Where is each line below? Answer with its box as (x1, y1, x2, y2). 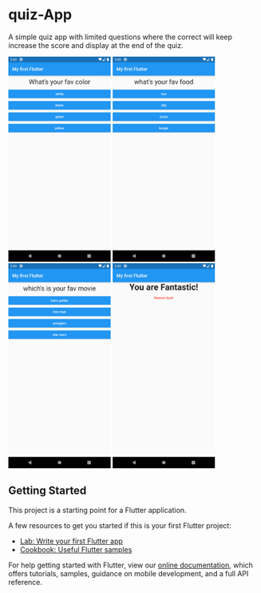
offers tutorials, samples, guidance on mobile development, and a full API (8, 568, 249, 578)
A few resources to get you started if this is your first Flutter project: (8, 520, 231, 530)
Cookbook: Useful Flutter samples (19, 544, 132, 554)
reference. (8, 577, 42, 587)
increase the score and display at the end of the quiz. (8, 40, 184, 50)
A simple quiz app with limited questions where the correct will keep (8, 32, 233, 42)
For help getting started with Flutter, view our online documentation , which (8, 560, 254, 570)
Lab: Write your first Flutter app (19, 536, 124, 546)
